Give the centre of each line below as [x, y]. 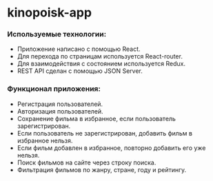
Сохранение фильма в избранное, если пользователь [96, 118]
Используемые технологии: [57, 34]
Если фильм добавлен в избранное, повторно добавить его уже [111, 148]
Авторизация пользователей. [60, 111]
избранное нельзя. [45, 140]
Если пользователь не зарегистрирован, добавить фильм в [105, 133]
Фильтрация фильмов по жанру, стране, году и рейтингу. [102, 169]
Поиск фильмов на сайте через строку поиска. [87, 162]
